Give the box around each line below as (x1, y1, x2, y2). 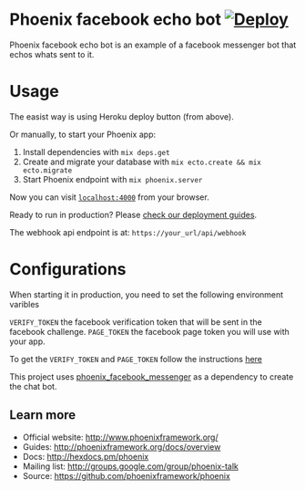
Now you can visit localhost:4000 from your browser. (9, 192, 209, 203)
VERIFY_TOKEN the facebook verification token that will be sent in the (9, 316, 262, 328)
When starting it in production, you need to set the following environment (9, 288, 284, 300)
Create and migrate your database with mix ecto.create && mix (22, 156, 261, 167)
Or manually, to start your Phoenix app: (9, 129, 157, 140)
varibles (9, 298, 39, 309)
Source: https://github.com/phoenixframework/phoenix (22, 470, 230, 481)
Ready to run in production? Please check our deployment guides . (9, 209, 258, 220)
